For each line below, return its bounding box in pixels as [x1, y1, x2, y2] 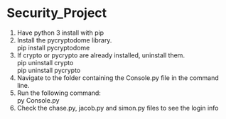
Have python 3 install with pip [16, 28, 104, 37]
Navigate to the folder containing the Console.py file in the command [16, 73, 220, 82]
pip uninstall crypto [16, 58, 74, 67]
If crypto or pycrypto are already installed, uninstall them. [16, 51, 185, 59]
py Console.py [16, 96, 60, 104]
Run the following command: [16, 89, 101, 97]
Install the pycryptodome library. [16, 35, 112, 44]
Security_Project [6, 5, 107, 21]
